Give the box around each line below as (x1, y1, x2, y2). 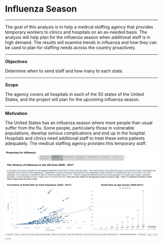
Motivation (5, 110, 28, 116)
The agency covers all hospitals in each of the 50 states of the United (5, 91, 144, 97)
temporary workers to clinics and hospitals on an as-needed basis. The (5, 29, 147, 35)
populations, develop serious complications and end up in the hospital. (5, 130, 147, 136)
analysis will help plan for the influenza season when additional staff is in (5, 34, 151, 40)
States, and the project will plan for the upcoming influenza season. (5, 96, 140, 102)
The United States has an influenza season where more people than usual (5, 120, 153, 126)
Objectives (5, 58, 28, 64)
